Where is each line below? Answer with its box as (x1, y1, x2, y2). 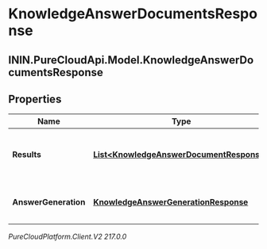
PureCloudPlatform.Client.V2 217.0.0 (8, 232, 127, 242)
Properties (8, 92, 62, 105)
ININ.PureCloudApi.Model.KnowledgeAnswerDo (8, 53, 254, 67)
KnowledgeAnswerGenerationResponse (92, 197, 249, 208)
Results (12, 149, 42, 160)
